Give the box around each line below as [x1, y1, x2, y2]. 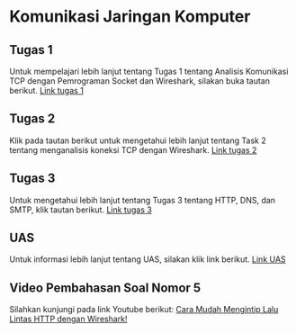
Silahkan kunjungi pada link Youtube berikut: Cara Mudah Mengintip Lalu [9, 304, 279, 315]
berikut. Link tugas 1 [9, 85, 84, 95]
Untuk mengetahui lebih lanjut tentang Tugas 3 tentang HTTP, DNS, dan [9, 194, 276, 205]
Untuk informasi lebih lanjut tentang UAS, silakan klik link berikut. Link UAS [9, 254, 286, 265]
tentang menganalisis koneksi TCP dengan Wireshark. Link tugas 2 [9, 144, 257, 155]
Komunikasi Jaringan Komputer [9, 6, 251, 27]
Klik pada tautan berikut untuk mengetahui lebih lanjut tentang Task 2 [9, 135, 267, 146]
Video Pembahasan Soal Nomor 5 [9, 280, 202, 295]
